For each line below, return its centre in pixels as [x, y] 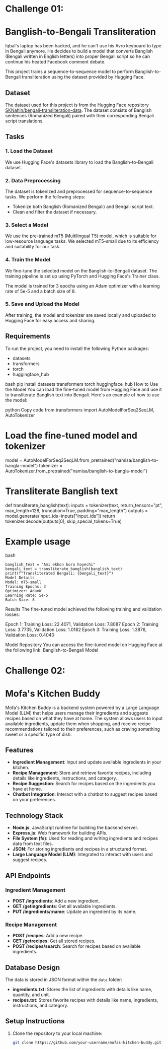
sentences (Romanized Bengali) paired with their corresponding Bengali [80, 115]
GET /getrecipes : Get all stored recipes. [54, 941]
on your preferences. [34, 800]
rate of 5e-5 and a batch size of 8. [41, 291]
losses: [13, 614]
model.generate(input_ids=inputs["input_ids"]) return [60, 516]
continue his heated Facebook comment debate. [55, 62]
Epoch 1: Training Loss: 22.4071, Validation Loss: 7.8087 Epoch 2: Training [82, 624]
